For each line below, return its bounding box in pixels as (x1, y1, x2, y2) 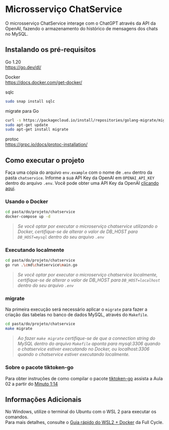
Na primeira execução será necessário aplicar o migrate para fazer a (5, 306, 147, 313)
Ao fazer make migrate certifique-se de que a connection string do (17, 335, 155, 341)
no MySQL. (5, 31, 29, 37)
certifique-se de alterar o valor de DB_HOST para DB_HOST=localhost (17, 277, 160, 283)
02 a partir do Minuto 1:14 (5, 381, 58, 387)
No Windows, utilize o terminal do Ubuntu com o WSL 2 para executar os (5, 409, 157, 415)
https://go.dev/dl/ (5, 64, 42, 70)
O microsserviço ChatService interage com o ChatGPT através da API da (5, 20, 156, 26)
